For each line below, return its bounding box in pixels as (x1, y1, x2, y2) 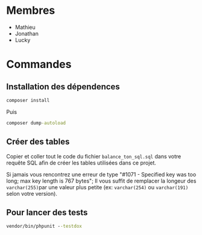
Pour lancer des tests (6, 207, 88, 218)
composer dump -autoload (6, 120, 66, 126)
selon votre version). (6, 190, 57, 197)
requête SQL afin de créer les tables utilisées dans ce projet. (6, 159, 157, 166)
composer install (6, 97, 50, 103)
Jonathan (14, 30, 39, 37)
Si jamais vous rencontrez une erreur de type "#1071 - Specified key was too (6, 171, 197, 178)
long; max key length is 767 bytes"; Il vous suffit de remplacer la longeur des (6, 177, 197, 184)
